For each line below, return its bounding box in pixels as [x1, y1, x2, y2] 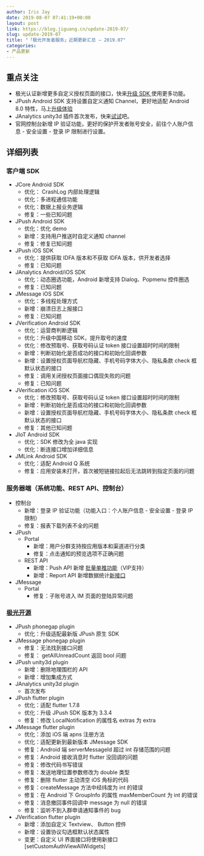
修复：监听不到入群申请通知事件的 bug [24, 806, 121, 814]
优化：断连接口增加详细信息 [24, 446, 94, 453]
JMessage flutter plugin [15, 723, 75, 730]
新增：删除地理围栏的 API [24, 665, 88, 673]
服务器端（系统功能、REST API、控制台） [6, 484, 127, 492]
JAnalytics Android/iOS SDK [15, 268, 86, 276]
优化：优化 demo [24, 225, 67, 233]
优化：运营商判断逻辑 [24, 327, 78, 334]
